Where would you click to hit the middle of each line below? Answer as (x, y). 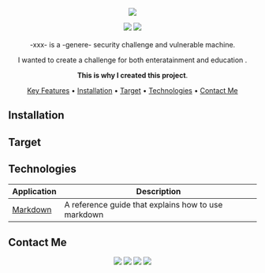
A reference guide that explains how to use (144, 204)
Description (159, 191)
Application (34, 191)
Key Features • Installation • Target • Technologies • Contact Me (132, 90)
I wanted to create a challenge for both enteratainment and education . (132, 60)
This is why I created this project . (132, 75)
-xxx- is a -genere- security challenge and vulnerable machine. (132, 45)
